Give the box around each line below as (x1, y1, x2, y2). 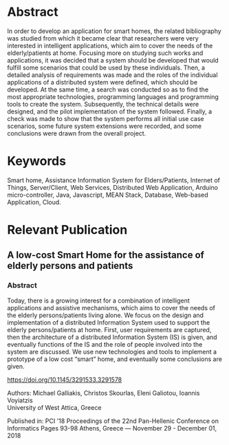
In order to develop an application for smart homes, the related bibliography (7, 27, 221, 35)
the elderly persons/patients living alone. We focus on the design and (7, 311, 204, 319)
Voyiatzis (7, 396, 33, 404)
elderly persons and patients (7, 260, 133, 272)
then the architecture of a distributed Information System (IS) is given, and (7, 333, 218, 341)
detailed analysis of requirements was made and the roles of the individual (7, 70, 218, 79)
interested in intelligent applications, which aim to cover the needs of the (7, 41, 213, 50)
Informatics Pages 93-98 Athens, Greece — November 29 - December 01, (7, 424, 217, 432)
